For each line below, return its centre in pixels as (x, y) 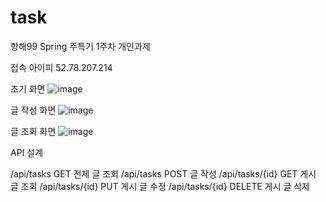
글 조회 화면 (33, 131)
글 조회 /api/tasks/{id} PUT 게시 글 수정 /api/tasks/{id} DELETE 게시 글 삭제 (160, 186)
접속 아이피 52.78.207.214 (61, 67)
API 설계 (27, 152)
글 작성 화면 (33, 110)
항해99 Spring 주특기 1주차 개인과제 (80, 46)
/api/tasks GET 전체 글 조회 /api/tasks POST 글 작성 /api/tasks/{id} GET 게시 (163, 173)
